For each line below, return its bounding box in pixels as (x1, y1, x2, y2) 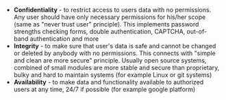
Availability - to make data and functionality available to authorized (13, 78, 204, 86)
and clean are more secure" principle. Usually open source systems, (13, 56, 207, 64)
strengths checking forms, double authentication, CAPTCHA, (13, 27, 186, 35)
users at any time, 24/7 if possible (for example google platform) (13, 85, 196, 93)
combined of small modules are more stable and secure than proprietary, (13, 64, 220, 71)
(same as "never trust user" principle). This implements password (13, 20, 199, 28)
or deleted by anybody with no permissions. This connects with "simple (13, 49, 216, 57)
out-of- (186, 27, 208, 35)
